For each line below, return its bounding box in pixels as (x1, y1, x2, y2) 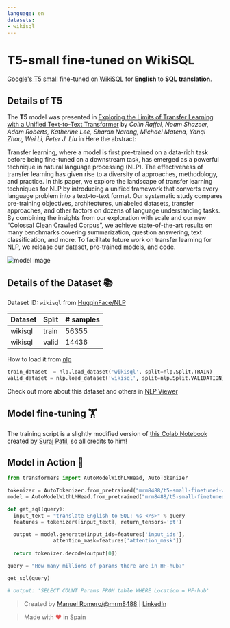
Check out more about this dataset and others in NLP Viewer (7, 387, 178, 395)
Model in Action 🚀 (7, 457, 84, 468)
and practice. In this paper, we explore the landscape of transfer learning (7, 178, 213, 186)
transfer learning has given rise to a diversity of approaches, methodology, (7, 170, 218, 178)
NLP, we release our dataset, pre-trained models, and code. (7, 243, 176, 251)
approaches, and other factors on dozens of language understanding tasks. (7, 206, 220, 215)
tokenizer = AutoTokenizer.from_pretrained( (7, 487, 136, 494)
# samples (64, 315, 101, 324)
